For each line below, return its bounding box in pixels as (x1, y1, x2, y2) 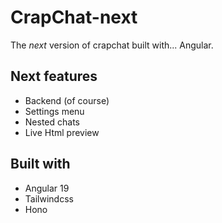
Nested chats (24, 116, 80, 128)
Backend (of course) (24, 94, 110, 106)
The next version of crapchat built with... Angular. (10, 39, 214, 51)
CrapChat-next (10, 6, 138, 29)
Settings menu (24, 105, 85, 117)
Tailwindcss (24, 192, 74, 205)
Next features (10, 68, 98, 85)
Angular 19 (24, 182, 70, 194)
